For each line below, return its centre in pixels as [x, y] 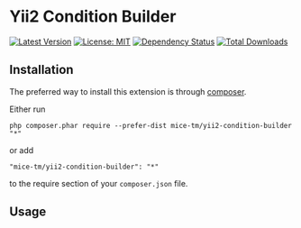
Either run [27, 109]
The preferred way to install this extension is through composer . [128, 91]
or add [22, 150]
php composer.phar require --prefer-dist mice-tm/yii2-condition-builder [151, 125]
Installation [41, 70]
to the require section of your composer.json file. [99, 183]
